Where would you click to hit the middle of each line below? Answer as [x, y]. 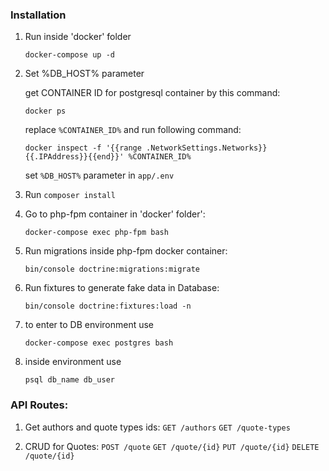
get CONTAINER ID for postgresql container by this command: [152, 93]
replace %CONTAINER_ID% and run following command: [133, 130]
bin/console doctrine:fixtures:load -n [108, 306]
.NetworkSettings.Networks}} [207, 148]
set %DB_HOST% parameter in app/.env [99, 175]
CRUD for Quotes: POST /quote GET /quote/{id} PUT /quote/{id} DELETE [172, 446]
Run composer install [70, 195]
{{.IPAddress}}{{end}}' [74, 157]
